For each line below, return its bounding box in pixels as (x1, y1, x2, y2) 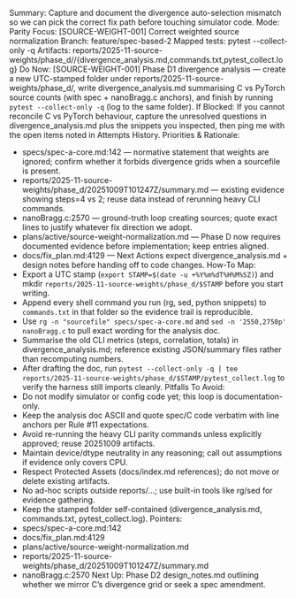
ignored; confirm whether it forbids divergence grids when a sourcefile (21, 157, 281, 166)
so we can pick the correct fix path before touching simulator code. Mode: (9, 17, 280, 27)
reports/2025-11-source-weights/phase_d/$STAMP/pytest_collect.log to (21, 372, 285, 383)
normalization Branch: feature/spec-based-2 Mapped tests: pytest (9, 35, 251, 46)
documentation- (224, 391, 284, 402)
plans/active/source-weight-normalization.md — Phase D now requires (21, 232, 281, 241)
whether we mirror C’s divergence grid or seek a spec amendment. (21, 579, 267, 589)
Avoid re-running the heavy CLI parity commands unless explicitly (21, 429, 262, 439)
